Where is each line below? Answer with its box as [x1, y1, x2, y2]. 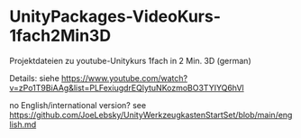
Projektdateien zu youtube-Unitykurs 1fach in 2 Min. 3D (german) [9, 55, 251, 66]
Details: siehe [9, 72, 60, 83]
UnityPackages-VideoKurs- [9, 6, 222, 27]
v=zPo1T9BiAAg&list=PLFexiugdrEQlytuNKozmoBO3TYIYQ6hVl [9, 82, 245, 93]
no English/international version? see [9, 99, 147, 110]
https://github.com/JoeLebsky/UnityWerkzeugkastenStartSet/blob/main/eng [9, 109, 293, 120]
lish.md [9, 119, 37, 130]
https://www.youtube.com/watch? [61, 72, 187, 83]
